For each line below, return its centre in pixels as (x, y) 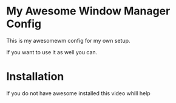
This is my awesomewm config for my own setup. (68, 40)
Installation (35, 77)
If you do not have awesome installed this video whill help (78, 93)
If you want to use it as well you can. (52, 52)
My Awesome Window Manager (88, 11)
